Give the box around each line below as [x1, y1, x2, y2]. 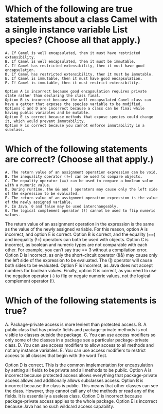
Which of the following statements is [5, 295, 157, 306]
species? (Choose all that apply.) [5, 35, 141, 46]
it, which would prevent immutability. [5, 118, 86, 124]
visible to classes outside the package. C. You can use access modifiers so [5, 332, 156, 338]
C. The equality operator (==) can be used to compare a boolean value [5, 178, 153, 183]
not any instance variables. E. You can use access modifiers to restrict [5, 347, 146, 353]
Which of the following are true [5, 3, 133, 15]
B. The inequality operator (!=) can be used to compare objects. [5, 174, 143, 179]
